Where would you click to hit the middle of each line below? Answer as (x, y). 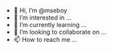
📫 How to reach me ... (45, 40)
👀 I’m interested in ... (42, 18)
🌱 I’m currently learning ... (50, 25)
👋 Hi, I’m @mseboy (40, 10)
